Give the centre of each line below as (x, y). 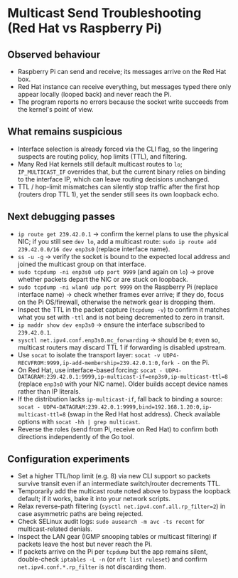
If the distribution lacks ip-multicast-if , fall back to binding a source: (120, 399)
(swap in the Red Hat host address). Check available (144, 414)
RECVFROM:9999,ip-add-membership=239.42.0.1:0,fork (96, 363)
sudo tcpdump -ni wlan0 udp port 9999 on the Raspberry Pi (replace (118, 287)
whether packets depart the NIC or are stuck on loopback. (103, 279)
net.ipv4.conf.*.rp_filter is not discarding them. (92, 567)
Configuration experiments (69, 459)
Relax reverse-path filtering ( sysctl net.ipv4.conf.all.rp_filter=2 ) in (121, 506)
